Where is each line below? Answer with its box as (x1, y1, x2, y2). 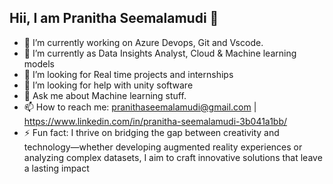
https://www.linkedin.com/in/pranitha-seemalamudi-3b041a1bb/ (23, 115, 288, 127)
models (23, 57, 55, 70)
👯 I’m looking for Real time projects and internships (23, 68, 234, 80)
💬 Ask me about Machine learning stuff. (23, 89, 187, 101)
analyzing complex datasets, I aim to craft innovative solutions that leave (23, 151, 323, 163)
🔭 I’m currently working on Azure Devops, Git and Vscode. (23, 36, 264, 48)
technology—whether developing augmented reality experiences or (23, 141, 303, 153)
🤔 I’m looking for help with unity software (23, 79, 194, 91)
